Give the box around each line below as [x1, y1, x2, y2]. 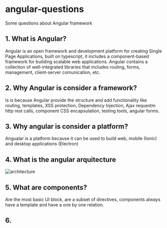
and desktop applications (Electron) [5, 141, 79, 147]
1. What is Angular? [5, 35, 66, 43]
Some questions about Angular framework [5, 20, 92, 26]
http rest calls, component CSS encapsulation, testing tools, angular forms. [5, 108, 160, 114]
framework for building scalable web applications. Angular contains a [5, 59, 148, 65]
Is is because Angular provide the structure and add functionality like [5, 97, 147, 103]
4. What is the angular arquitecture [5, 155, 116, 164]
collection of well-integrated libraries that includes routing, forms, [5, 64, 140, 70]
